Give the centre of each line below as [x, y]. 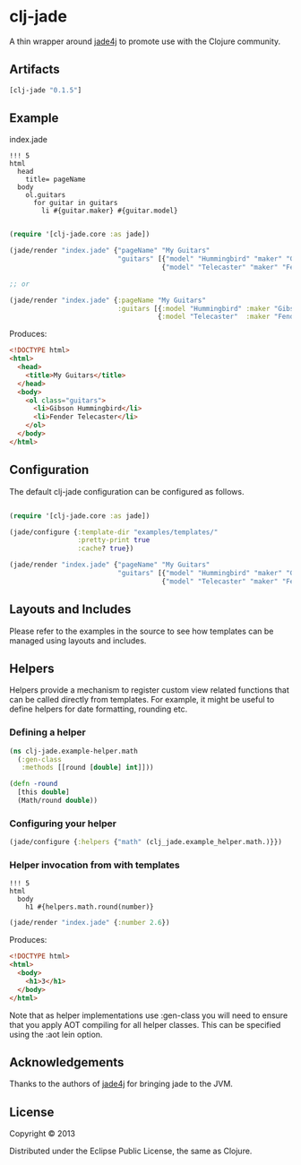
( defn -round [34, 784]
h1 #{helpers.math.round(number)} [90, 907]
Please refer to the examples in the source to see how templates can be [142, 631]
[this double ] [43, 792]
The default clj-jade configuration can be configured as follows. [127, 491]
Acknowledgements [67, 1062]
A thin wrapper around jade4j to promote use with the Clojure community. [145, 41]
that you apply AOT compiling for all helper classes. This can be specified [145, 1024]
